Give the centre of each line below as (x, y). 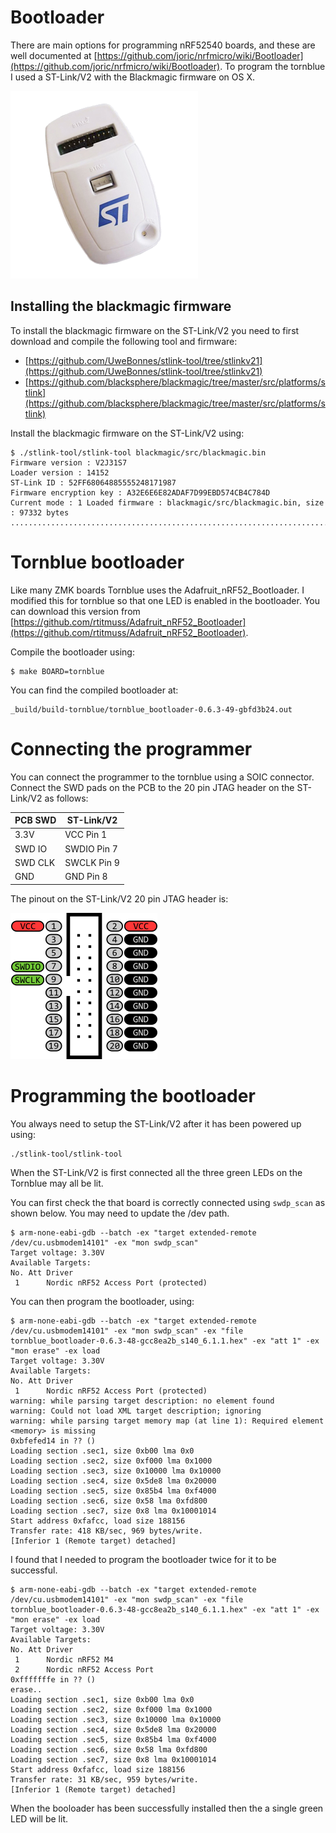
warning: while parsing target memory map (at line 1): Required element (167, 1421)
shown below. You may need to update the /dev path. (120, 1213)
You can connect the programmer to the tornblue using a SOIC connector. (162, 777)
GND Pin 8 (86, 877)
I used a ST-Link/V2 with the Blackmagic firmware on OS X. (132, 77)
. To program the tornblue (272, 66)
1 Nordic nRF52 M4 (64, 1659)
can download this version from (75, 611)
